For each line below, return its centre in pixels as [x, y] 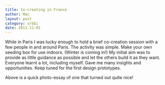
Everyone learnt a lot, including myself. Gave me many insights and [73, 63]
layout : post [18, 19]
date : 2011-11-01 [23, 28]
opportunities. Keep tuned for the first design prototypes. [63, 68]
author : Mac [17, 14]
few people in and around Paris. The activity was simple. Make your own [79, 47]
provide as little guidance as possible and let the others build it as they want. [83, 57]
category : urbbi [22, 23]
